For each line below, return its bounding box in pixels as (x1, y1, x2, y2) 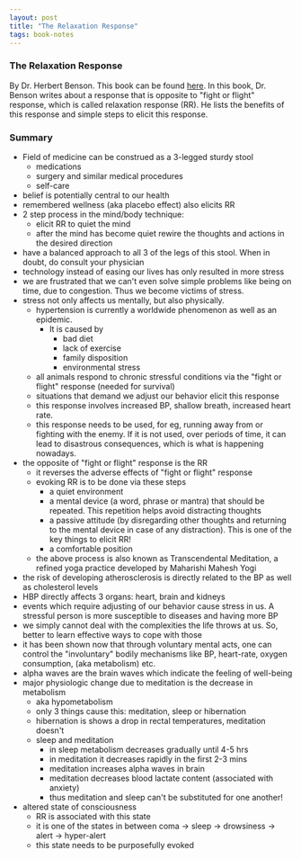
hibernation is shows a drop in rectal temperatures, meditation (35, 715, 267, 726)
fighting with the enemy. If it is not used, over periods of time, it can (35, 428, 287, 439)
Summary (9, 131, 54, 144)
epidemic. (35, 314, 74, 325)
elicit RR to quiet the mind (35, 218, 131, 229)
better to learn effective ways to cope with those (22, 629, 202, 640)
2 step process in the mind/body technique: (22, 209, 184, 219)
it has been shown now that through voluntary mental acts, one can (22, 639, 272, 649)
